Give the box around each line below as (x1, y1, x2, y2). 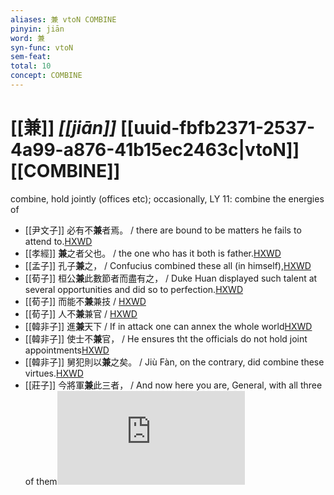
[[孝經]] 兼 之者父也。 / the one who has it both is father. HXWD (24, 247, 282, 259)
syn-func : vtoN (10, 42, 74, 53)
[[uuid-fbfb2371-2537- (120, 117, 315, 140)
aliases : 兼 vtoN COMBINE (10, 14, 117, 25)
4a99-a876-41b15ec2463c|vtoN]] (10, 139, 300, 161)
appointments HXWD (24, 344, 110, 356)
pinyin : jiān (10, 24, 65, 34)
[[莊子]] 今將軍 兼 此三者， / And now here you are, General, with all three (24, 379, 323, 391)
